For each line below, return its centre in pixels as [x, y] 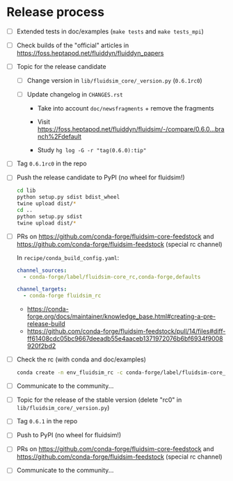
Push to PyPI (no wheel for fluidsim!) [69, 435]
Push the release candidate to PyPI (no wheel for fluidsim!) [101, 177]
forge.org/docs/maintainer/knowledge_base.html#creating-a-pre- [121, 316]
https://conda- [48, 309]
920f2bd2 [41, 346]
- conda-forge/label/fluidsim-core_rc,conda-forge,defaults [112, 277]
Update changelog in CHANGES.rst [75, 95]
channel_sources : [42, 270]
